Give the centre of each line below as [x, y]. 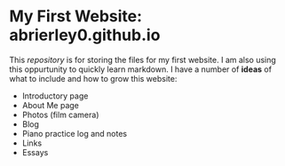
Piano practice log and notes [74, 133]
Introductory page [55, 96]
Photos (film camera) [60, 115]
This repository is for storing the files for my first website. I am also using [143, 59]
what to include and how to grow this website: [93, 78]
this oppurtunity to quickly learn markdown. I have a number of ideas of [141, 69]
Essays [35, 152]
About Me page [51, 105]
